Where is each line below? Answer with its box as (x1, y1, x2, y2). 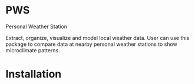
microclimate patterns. (5, 46, 60, 53)
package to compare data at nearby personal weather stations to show (5, 41, 177, 48)
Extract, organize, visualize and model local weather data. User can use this (5, 34, 190, 41)
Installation (5, 68, 62, 81)
